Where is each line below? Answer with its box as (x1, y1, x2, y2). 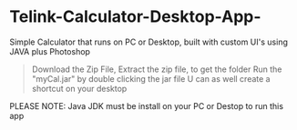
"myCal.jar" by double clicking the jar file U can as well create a (31, 73, 271, 84)
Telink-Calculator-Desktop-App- (9, 6, 261, 27)
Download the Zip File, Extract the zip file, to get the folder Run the (31, 64, 282, 75)
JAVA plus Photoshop (9, 45, 91, 56)
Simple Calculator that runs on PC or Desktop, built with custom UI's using (9, 36, 289, 47)
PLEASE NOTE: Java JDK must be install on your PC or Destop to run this (9, 100, 284, 111)
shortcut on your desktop (31, 83, 128, 94)
